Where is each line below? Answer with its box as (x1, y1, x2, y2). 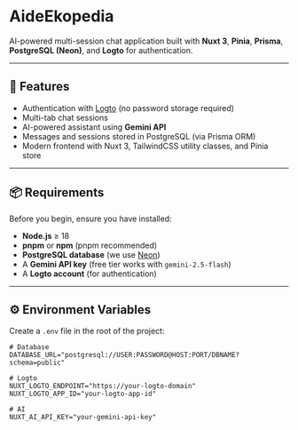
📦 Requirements (9, 185, 105, 201)
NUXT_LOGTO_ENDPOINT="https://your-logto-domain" (9, 382, 197, 391)
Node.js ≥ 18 (21, 230, 70, 241)
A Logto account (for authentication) (21, 268, 157, 279)
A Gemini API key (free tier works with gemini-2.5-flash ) (21, 259, 232, 269)
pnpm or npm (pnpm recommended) (21, 240, 158, 251)
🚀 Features (9, 79, 70, 94)
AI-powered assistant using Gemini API (21, 122, 167, 132)
